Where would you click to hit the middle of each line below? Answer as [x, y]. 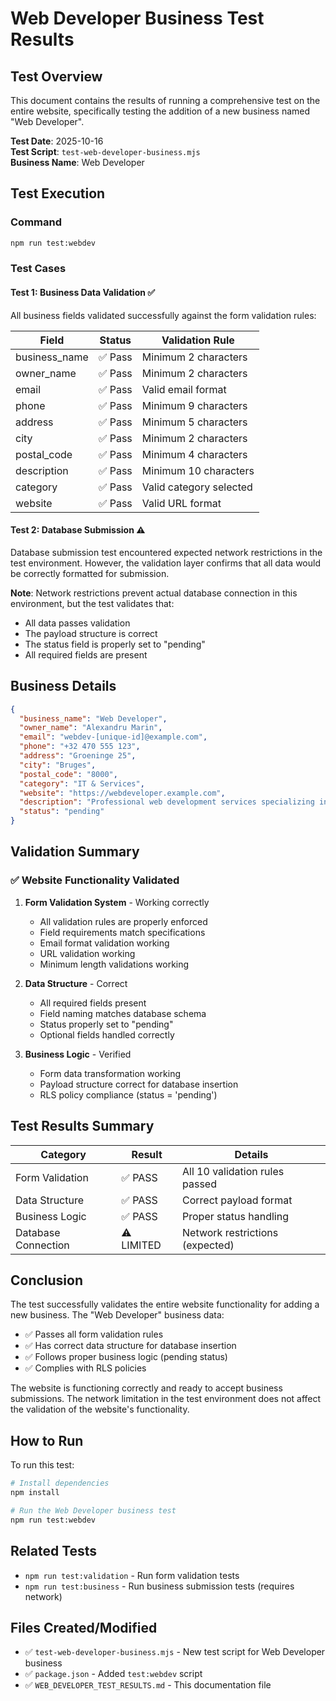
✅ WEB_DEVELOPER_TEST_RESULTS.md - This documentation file [148, 1685]
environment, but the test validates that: [92, 603]
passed [199, 1184]
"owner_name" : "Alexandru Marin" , [91, 728]
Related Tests [54, 1551]
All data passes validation [77, 623]
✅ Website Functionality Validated [95, 880]
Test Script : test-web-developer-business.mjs [105, 151]
